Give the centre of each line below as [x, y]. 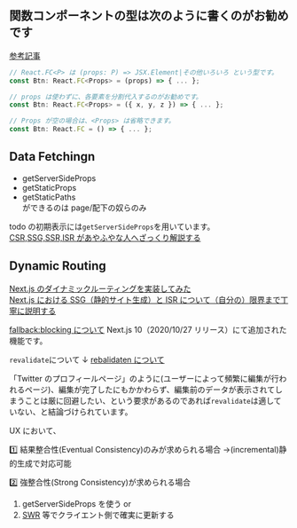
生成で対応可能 [44, 463]
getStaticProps [49, 187]
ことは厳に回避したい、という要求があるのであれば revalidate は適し [149, 400]
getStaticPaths [49, 197]
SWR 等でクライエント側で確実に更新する [98, 515]
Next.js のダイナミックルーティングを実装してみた [100, 288]
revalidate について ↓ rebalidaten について [87, 359]
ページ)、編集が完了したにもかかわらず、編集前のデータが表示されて [150, 390]
